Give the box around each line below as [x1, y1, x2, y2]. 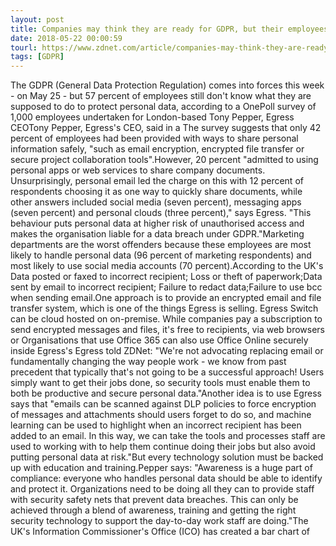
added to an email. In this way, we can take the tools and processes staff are [10, 430, 326, 442]
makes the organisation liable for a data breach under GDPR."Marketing [10, 228, 305, 240]
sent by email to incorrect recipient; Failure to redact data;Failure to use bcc [10, 281, 323, 293]
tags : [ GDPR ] [10, 52, 65, 62]
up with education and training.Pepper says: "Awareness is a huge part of [10, 462, 313, 474]
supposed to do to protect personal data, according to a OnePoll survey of [10, 101, 317, 113]
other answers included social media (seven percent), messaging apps [10, 196, 302, 208]
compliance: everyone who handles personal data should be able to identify [10, 472, 323, 485]
